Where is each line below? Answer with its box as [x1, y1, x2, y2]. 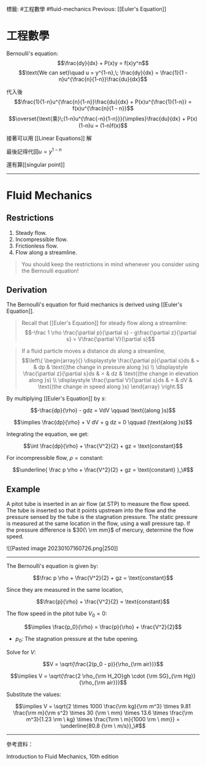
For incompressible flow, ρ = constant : [6, 454, 104, 462]
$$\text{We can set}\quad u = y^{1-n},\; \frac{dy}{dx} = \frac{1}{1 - [18, 69, 188, 76]
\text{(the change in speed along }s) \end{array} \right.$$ [37, 383, 184, 391]
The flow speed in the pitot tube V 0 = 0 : [6, 610, 107, 619]
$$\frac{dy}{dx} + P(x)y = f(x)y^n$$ [57, 59, 149, 66]
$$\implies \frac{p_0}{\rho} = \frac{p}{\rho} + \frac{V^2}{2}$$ [24, 623, 182, 630]
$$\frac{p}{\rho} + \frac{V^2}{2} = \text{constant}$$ [36, 598, 170, 605]
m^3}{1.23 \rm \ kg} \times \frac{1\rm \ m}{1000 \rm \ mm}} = [26, 715, 180, 722]
